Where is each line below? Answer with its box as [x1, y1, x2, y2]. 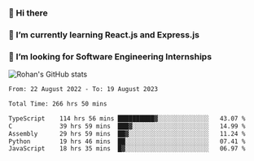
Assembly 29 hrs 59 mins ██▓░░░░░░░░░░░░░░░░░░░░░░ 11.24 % [8, 129, 246, 137]
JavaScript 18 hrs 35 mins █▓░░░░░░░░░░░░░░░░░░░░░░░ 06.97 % [8, 145, 246, 153]
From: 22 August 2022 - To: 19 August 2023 [8, 85, 159, 94]
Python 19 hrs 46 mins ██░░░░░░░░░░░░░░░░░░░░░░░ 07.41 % [8, 137, 246, 146]
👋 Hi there [8, 7, 49, 19]
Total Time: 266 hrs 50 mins [8, 100, 107, 108]
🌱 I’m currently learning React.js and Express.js [8, 28, 199, 40]
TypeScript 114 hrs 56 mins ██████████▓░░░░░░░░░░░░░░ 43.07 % [8, 114, 246, 123]
